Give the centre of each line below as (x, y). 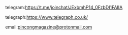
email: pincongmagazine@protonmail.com (49, 27)
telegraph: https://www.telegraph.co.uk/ (46, 17)
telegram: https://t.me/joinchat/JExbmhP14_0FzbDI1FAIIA (64, 7)
